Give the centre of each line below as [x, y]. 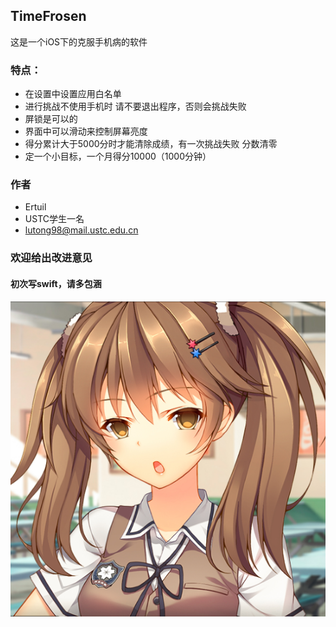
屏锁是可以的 [51, 119]
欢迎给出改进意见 [51, 258]
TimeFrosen [48, 16]
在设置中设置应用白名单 [73, 94]
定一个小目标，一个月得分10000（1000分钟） [118, 156]
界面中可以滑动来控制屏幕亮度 [86, 131]
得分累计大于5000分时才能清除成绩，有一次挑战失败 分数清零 [151, 144]
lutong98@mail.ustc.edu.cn [81, 230]
